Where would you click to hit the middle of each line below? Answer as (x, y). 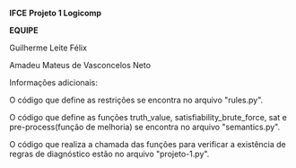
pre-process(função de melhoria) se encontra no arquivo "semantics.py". (145, 127)
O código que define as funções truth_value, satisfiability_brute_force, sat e (148, 117)
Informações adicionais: (54, 83)
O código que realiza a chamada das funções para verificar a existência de (148, 144)
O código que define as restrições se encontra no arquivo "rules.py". (136, 100)
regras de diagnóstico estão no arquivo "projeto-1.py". (109, 154)
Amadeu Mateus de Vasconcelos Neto (80, 65)
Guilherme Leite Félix (48, 48)
